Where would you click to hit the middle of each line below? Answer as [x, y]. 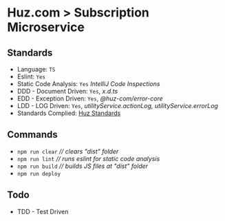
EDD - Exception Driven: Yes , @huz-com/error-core [90, 98]
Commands [33, 135]
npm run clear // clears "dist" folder [68, 151]
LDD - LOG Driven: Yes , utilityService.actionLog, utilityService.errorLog [118, 106]
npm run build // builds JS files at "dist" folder [83, 166]
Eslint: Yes [31, 76]
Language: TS [36, 69]
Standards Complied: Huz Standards [69, 113]
